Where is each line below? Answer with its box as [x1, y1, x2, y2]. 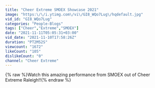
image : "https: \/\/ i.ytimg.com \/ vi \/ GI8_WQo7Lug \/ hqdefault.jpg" [5, 12, 143, 17]
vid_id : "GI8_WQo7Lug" [5, 16, 52, 21]
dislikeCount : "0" [5, 53, 43, 59]
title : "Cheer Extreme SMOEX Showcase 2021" [5, 7, 99, 12]
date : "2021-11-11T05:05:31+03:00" [5, 30, 79, 35]
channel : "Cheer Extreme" [5, 58, 59, 63]
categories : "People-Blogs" [5, 21, 64, 26]
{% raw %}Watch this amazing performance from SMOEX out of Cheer [5, 72, 151, 78]
